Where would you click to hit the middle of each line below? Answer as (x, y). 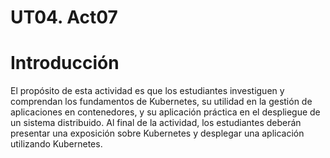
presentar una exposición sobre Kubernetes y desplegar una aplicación (157, 133)
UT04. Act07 (64, 17)
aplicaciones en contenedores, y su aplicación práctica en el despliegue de (165, 112)
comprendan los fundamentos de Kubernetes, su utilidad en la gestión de (161, 102)
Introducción (65, 63)
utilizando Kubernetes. (56, 144)
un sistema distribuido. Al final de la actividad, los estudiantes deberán (156, 123)
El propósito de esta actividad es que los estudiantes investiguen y (147, 91)
